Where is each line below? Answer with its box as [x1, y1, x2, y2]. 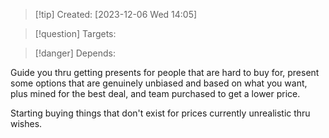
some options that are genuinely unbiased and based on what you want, [10, 77, 308, 89]
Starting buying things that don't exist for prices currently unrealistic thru [10, 107, 311, 119]
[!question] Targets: [34, 28, 117, 39]
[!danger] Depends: [34, 47, 116, 59]
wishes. [10, 118, 43, 129]
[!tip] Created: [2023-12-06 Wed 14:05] [34, 9, 198, 20]
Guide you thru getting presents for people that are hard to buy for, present [10, 67, 320, 78]
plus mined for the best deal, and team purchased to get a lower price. [10, 88, 301, 99]
